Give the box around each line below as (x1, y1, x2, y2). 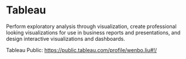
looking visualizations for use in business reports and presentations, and (6, 29, 181, 36)
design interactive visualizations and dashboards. (6, 35, 126, 42)
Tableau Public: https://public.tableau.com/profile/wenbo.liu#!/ (6, 46, 157, 53)
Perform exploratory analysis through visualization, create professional (6, 23, 177, 30)
